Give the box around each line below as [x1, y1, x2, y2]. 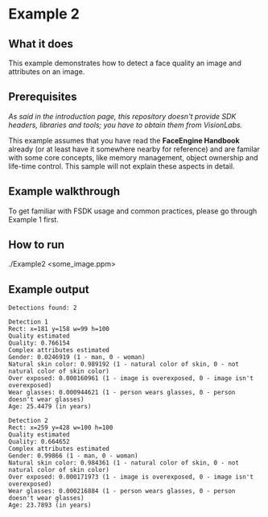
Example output [8, 283, 90, 296]
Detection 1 [8, 318, 48, 326]
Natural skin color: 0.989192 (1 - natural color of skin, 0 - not [8, 360, 240, 369]
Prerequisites [8, 90, 77, 104]
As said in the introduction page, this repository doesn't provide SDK [8, 111, 237, 121]
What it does [8, 37, 74, 51]
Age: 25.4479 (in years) [8, 403, 92, 411]
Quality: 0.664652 [8, 438, 70, 446]
